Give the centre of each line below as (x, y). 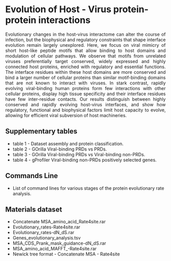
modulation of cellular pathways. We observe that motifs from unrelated (85, 56)
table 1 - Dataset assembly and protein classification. (68, 143)
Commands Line (32, 176)
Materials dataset (34, 209)
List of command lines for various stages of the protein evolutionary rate (88, 188)
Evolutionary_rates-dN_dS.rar (44, 233)
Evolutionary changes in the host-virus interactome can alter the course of (85, 34)
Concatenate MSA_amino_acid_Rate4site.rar (59, 222)
